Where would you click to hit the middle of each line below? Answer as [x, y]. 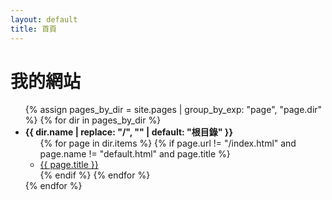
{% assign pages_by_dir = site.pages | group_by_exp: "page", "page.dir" [173, 110]
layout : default [44, 19]
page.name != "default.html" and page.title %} [135, 154]
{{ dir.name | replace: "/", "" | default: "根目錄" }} [128, 132]
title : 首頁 [33, 29]
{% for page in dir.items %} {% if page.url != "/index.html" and [168, 143]
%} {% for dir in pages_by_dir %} [93, 120]
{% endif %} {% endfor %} [95, 175]
